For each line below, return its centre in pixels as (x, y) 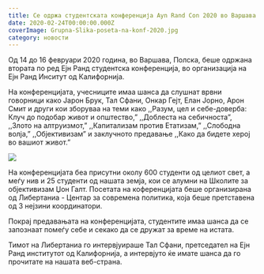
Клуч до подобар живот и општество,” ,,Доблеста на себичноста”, (120, 117)
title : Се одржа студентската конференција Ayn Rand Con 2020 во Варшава (132, 15)
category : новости (38, 38)
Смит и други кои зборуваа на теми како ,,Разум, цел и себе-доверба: (128, 109)
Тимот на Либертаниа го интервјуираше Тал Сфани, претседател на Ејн (129, 245)
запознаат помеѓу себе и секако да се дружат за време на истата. (121, 230)
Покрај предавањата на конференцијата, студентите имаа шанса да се (128, 221)
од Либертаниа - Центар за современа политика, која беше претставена (132, 197)
